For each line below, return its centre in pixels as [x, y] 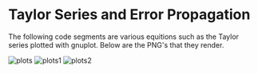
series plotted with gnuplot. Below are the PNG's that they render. [116, 44]
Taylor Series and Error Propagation [129, 15]
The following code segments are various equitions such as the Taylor [124, 36]
